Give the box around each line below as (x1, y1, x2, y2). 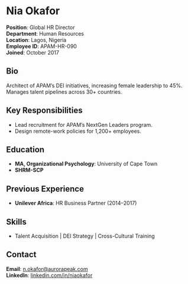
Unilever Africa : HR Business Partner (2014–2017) (14, 200, 137, 207)
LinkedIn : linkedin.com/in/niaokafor (6, 272, 93, 279)
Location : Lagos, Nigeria (6, 36, 67, 43)
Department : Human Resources (6, 30, 85, 37)
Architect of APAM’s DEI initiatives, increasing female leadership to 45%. (6, 82, 183, 89)
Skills (6, 216, 27, 226)
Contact (6, 250, 37, 260)
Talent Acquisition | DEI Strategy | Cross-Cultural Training (14, 232, 155, 240)
